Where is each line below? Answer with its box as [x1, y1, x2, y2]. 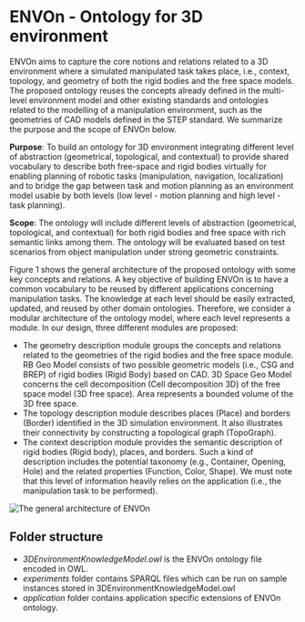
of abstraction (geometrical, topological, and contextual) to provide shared [9, 150, 290, 161]
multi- [262, 85, 285, 96]
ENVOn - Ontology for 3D [9, 6, 203, 27]
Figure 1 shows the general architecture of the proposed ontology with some [9, 264, 296, 275]
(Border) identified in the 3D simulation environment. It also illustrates [22, 417, 283, 428]
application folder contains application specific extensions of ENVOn [22, 592, 281, 603]
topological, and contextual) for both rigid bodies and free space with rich [9, 226, 287, 238]
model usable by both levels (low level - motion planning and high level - [9, 190, 281, 201]
